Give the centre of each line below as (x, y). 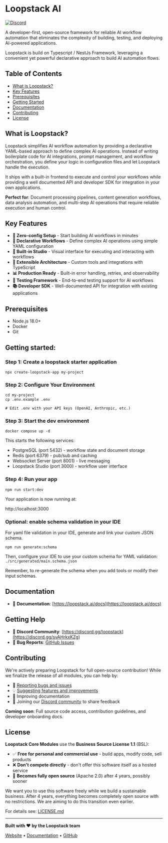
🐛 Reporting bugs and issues (42, 685)
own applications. (23, 187)
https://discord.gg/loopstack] (93, 631)
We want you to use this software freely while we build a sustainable (76, 791)
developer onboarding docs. (34, 716)
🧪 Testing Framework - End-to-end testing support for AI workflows (83, 280)
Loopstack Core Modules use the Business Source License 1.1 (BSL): (77, 744)
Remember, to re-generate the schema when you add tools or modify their (82, 571)
